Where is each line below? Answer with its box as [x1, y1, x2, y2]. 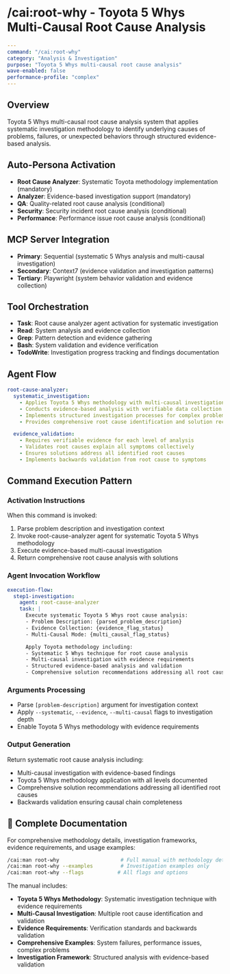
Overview [7, 99, 50, 111]
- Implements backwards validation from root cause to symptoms [19, 456, 207, 463]
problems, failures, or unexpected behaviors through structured [7, 132, 187, 140]
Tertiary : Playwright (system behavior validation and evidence [16, 274, 193, 282]
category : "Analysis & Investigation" [7, 55, 118, 62]
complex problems [16, 946, 70, 954]
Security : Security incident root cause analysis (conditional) [16, 206, 187, 215]
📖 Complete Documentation [7, 818, 128, 829]
